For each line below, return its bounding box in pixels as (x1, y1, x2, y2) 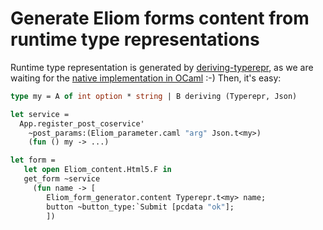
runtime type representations (10, 28, 260, 51)
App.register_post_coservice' (19, 118, 145, 129)
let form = (10, 155, 56, 166)
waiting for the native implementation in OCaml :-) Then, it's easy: (10, 72, 282, 84)
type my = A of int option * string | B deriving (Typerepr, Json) (10, 91, 298, 101)
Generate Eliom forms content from (10, 7, 310, 30)
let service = (10, 109, 70, 119)
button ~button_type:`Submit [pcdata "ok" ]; (46, 202, 235, 212)
